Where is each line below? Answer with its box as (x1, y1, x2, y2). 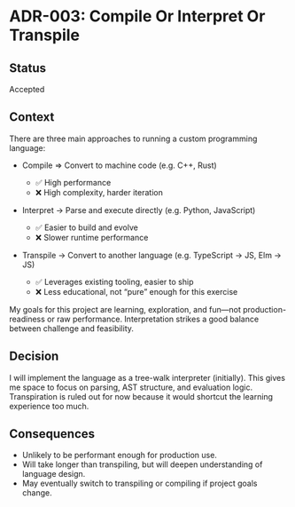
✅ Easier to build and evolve (35, 222, 139, 233)
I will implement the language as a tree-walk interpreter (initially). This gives (9, 372, 286, 383)
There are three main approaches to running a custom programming (9, 133, 258, 144)
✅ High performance (35, 177, 112, 187)
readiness (9, 313, 46, 324)
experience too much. (9, 400, 89, 411)
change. (21, 487, 52, 498)
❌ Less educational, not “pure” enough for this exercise (35, 286, 238, 297)
